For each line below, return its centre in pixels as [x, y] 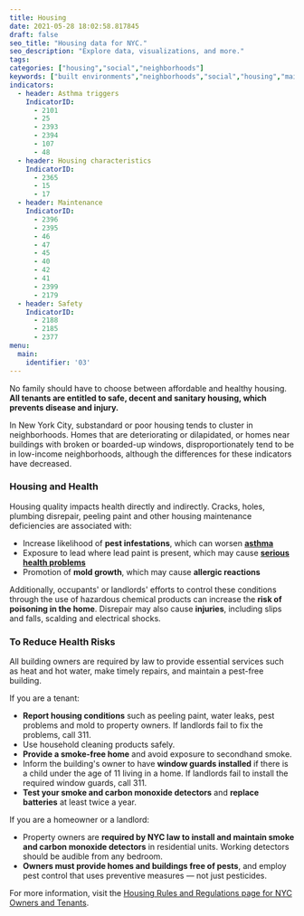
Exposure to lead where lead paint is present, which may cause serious [156, 552]
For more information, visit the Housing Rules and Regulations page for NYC [151, 893]
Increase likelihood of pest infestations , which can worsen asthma [148, 543]
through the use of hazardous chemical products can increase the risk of [146, 599]
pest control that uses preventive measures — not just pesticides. [144, 876]
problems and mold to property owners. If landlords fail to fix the [143, 725]
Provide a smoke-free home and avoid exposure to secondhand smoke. [157, 754]
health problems [54, 562]
